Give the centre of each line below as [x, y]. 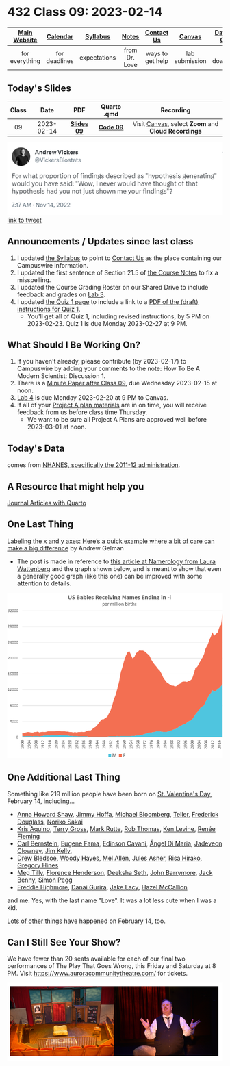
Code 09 [111, 127]
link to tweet [25, 220]
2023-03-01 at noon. [57, 427]
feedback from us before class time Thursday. [82, 412]
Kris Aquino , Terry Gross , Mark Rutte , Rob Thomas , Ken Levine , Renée [116, 828]
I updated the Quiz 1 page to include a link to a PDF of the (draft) [107, 301]
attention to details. [44, 583]
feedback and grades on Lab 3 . [61, 294]
